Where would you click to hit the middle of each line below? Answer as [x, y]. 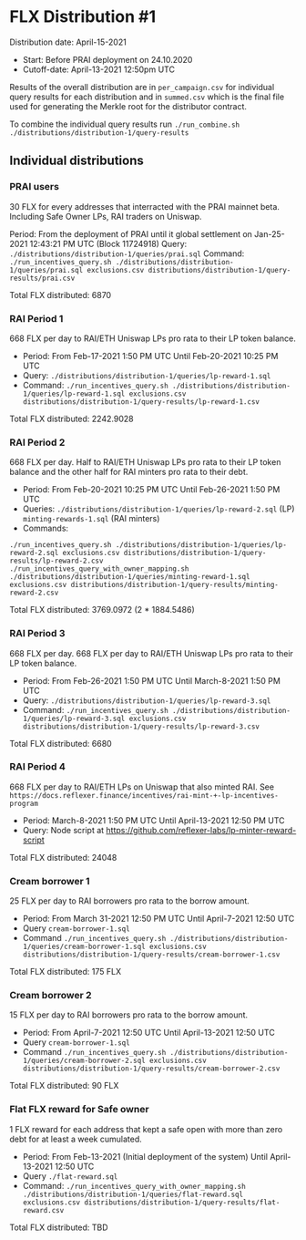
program [24, 803]
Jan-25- [270, 233]
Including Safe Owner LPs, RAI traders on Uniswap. [106, 216]
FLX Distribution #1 [83, 17]
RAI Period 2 [37, 442]
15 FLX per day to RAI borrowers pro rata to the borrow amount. [129, 1015]
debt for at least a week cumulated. [76, 1139]
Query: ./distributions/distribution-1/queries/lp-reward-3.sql [147, 700]
